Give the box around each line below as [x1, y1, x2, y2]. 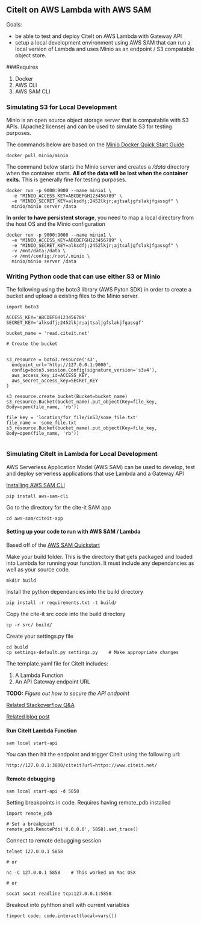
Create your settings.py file [6, 632, 74, 640]
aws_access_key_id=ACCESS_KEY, [11, 373, 90, 379]
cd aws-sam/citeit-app [6, 515, 63, 522]
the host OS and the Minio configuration [6, 220, 105, 228]
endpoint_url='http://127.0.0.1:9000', [11, 362, 112, 368]
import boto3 [6, 304, 39, 310]
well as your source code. [6, 565, 70, 573]
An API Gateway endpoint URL [14, 677, 91, 685]
